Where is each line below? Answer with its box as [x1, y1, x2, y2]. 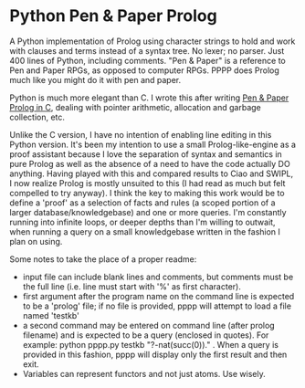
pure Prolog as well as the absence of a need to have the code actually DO [9, 158, 290, 169]
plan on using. [9, 236, 63, 246]
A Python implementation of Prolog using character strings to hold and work [9, 36, 296, 47]
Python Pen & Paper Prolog [9, 5, 217, 26]
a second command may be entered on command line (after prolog [22, 320, 276, 330]
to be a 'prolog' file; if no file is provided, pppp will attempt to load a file [22, 300, 292, 311]
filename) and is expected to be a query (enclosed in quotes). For [22, 330, 269, 341]
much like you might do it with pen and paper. [9, 74, 182, 85]
